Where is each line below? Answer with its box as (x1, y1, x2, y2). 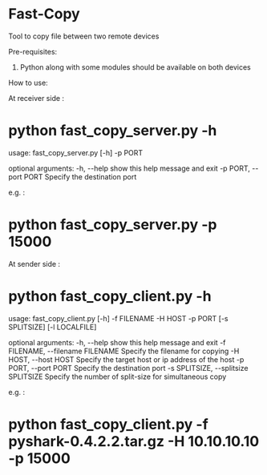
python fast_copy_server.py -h (8, 122, 217, 140)
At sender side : (8, 259, 61, 268)
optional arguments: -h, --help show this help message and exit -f (8, 337, 226, 347)
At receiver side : (8, 93, 65, 103)
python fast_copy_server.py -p (8, 215, 217, 234)
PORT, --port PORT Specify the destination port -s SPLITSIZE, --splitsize (8, 363, 249, 372)
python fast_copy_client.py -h (8, 288, 212, 305)
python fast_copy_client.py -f (8, 415, 208, 433)
